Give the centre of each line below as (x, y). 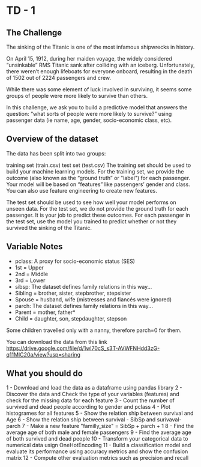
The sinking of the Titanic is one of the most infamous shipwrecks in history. (100, 47)
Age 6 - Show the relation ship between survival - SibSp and (81, 420)
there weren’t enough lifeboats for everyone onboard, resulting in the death (99, 71)
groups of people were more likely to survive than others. (77, 96)
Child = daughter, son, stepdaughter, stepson (71, 318)
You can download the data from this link (57, 342)
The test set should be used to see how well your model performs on (91, 202)
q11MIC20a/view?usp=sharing (43, 354)
